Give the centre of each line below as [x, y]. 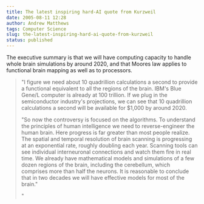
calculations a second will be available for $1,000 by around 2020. [104, 108]
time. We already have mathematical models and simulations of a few [108, 158]
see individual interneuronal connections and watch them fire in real [106, 152]
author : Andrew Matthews [38, 23]
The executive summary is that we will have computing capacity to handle [99, 57]
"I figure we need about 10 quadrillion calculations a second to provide [109, 82]
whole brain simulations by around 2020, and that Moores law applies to [97, 64]
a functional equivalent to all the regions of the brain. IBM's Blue [101, 88]
